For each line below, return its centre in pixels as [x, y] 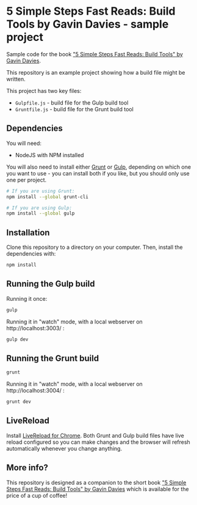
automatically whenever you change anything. [64, 448]
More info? [27, 468]
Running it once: [27, 298]
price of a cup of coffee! [37, 495]
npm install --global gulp [41, 213]
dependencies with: [31, 254]
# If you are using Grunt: [41, 191]
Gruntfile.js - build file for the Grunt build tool [74, 109]
